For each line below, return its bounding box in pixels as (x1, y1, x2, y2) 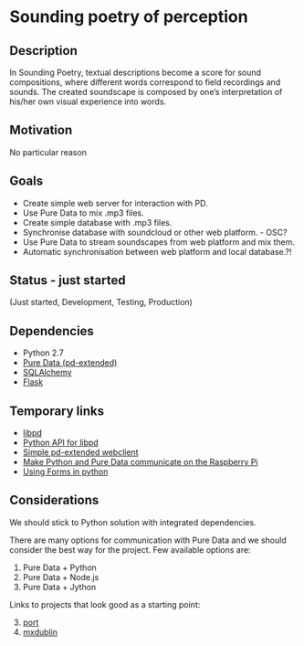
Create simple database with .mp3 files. (22, 217, 173, 228)
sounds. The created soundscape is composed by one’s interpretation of (9, 87, 283, 97)
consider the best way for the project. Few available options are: (9, 544, 251, 555)
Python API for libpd (22, 437, 99, 449)
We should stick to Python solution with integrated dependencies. (9, 516, 257, 527)
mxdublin (22, 626, 58, 637)
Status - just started (9, 272, 126, 289)
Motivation (9, 122, 73, 138)
